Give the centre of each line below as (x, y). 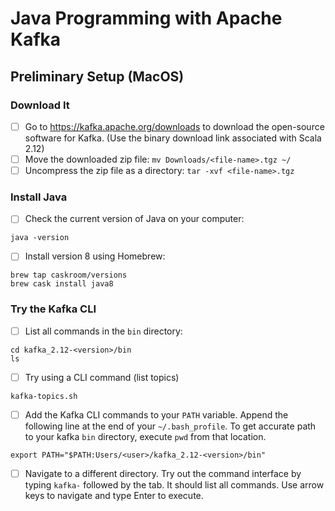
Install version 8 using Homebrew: (95, 256)
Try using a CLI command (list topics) (102, 377)
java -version (40, 238)
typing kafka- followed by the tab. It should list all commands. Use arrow (174, 485)
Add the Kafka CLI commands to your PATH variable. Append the (156, 414)
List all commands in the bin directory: (103, 331)
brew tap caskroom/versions (69, 275)
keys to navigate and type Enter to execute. (114, 496)
